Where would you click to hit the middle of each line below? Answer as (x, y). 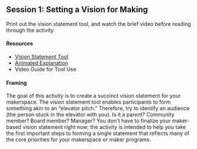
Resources (20, 44)
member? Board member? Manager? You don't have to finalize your (88, 121)
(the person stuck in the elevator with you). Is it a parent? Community (90, 115)
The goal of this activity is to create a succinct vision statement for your (93, 96)
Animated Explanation (41, 63)
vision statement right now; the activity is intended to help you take (104, 127)
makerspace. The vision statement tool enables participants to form (88, 102)
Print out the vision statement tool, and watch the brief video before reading (98, 24)
